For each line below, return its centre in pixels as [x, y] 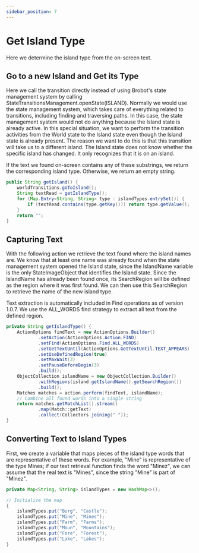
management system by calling [44, 97]
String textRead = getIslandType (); [62, 194]
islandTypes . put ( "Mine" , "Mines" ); [61, 517]
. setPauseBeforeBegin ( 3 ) [69, 365]
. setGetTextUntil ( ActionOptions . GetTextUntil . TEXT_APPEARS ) [114, 349]
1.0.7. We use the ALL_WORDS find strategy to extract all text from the [91, 309]
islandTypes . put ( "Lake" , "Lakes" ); [61, 539]
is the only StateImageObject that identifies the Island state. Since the [91, 273]
